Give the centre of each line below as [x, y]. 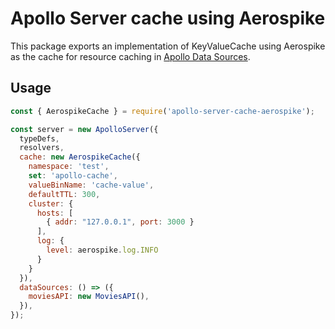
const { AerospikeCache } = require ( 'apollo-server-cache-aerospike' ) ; [162, 111]
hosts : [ [55, 213]
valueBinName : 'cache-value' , [91, 185]
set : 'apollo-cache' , [73, 176]
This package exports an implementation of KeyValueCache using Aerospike [168, 46]
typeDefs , [39, 138]
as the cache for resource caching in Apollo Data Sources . [130, 56]
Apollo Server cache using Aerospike [168, 18]
